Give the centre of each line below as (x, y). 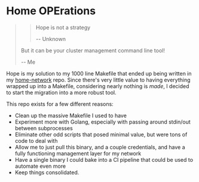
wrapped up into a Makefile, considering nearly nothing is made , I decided (98, 86)
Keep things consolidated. (47, 172)
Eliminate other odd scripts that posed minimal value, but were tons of (101, 134)
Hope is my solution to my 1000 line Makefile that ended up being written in (99, 73)
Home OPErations (51, 11)
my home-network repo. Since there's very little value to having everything (98, 80)
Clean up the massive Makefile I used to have (71, 115)
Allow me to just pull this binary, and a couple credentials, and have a (100, 147)
